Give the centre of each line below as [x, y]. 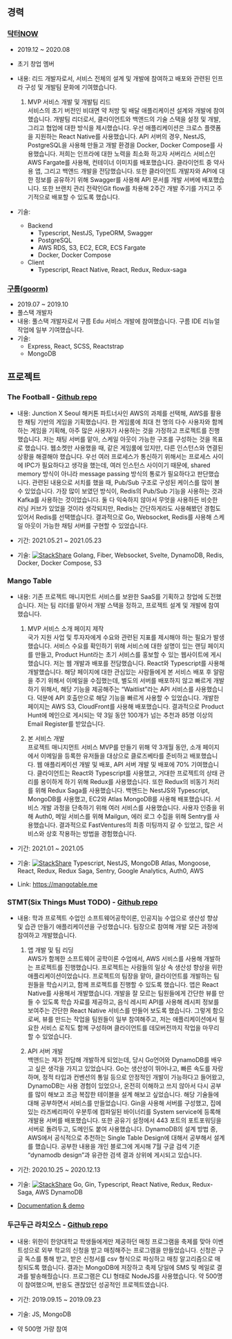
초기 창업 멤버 [36, 64]
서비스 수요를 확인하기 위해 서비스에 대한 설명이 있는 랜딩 [130, 646]
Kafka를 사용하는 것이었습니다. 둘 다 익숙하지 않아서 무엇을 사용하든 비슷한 [117, 500]
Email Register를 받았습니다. [66, 723]
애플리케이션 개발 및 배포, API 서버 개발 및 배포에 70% [117, 764]
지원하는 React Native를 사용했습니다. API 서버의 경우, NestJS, [120, 136]
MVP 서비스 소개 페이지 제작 [66, 628]
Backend [40, 225]
